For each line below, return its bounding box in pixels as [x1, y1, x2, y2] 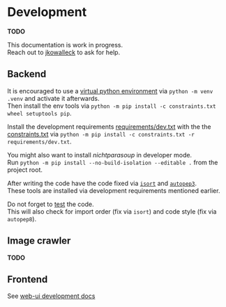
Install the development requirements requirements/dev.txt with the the [7, 123, 211, 131]
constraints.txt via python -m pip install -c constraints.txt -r [7, 129, 195, 138]
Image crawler [7, 235, 71, 247]
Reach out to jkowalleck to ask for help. [7, 48, 121, 56]
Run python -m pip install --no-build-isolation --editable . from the [7, 158, 218, 166]
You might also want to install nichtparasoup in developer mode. [7, 150, 193, 159]
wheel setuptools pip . [7, 109, 72, 117]
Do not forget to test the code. [7, 200, 94, 208]
